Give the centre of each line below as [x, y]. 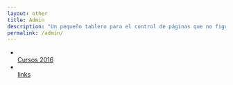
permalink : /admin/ [35, 33]
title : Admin [26, 20]
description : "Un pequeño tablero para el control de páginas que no [110, 26]
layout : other [28, 13]
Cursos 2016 [35, 60]
